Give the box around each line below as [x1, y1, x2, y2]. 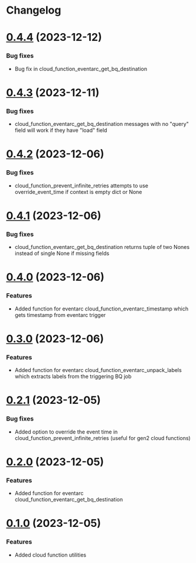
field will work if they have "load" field [14, 127, 107, 134]
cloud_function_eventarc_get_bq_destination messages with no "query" [14, 121, 189, 128]
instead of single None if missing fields [14, 250, 110, 257]
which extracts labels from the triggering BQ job [14, 373, 132, 380]
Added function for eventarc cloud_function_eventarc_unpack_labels [14, 367, 182, 374]
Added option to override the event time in [14, 428, 118, 435]
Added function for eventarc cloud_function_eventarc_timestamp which [14, 305, 189, 312]
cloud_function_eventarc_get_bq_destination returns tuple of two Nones [14, 244, 190, 251]
